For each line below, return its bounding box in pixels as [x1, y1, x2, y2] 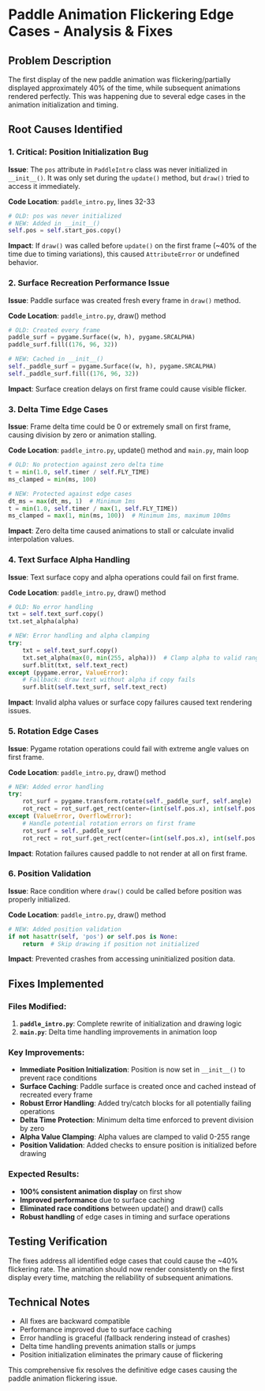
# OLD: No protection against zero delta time [8, 461, 164, 469]
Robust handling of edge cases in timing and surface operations [19, 1211, 230, 1221]
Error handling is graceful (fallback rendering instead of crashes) [19, 1333, 231, 1343]
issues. [8, 706, 32, 716]
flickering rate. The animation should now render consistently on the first [8, 1264, 244, 1274]
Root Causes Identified [8, 123, 123, 136]
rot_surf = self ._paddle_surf [22, 826, 122, 835]
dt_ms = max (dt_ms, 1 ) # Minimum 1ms [8, 497, 136, 505]
